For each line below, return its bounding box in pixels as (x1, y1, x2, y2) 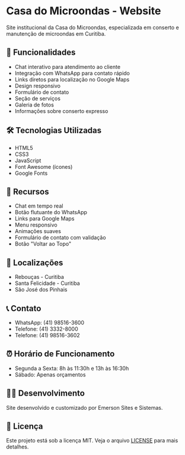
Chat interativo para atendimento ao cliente (14, 63, 120, 70)
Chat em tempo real (14, 202, 63, 209)
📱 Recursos (6, 186, 49, 197)
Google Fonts (14, 170, 48, 177)
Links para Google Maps (14, 215, 75, 222)
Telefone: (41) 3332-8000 (14, 325, 78, 332)
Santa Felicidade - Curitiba (14, 280, 80, 287)
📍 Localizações (6, 258, 63, 268)
